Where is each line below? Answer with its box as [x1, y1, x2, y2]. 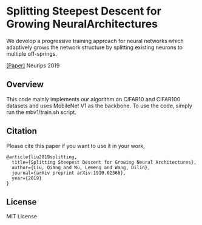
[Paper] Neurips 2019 [6, 62, 60, 69]
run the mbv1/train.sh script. [6, 108, 77, 116]
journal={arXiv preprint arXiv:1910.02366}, [12, 170, 126, 176]
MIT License [6, 213, 38, 220]
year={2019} [12, 175, 42, 181]
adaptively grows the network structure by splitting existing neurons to [6, 44, 183, 51]
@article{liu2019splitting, [6, 153, 78, 160]
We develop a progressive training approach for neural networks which [6, 37, 184, 44]
